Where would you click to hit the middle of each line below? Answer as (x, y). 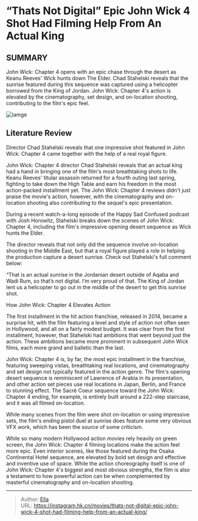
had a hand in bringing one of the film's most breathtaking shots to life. (92, 171)
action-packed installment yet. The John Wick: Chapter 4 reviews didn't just (98, 190)
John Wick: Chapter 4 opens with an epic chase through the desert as (91, 72)
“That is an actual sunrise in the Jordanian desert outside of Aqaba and (93, 274)
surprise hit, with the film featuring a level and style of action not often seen (98, 322)
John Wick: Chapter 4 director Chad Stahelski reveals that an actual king (94, 165)
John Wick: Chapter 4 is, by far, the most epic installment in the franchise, (96, 359)
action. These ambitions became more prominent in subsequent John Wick (97, 341)
